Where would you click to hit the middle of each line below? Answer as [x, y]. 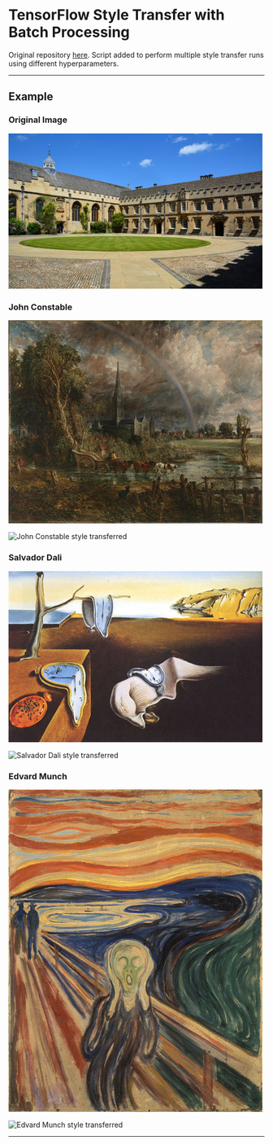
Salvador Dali [35, 558]
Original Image [38, 120]
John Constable [41, 307]
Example [31, 97]
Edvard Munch [38, 776]
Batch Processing [69, 32]
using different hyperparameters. [64, 64]
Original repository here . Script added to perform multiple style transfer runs [136, 55]
